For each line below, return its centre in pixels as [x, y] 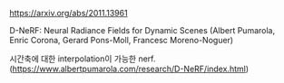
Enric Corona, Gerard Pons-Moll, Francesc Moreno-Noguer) [122, 40]
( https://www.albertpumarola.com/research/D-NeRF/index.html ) [129, 69]
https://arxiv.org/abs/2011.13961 [69, 13]
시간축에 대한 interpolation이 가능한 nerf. [83, 59]
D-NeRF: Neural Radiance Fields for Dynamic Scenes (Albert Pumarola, [142, 30]
